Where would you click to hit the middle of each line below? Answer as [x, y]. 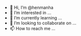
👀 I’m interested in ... [30, 13]
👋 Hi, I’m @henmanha [31, 8]
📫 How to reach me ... [32, 28]
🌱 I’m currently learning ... [36, 18]
